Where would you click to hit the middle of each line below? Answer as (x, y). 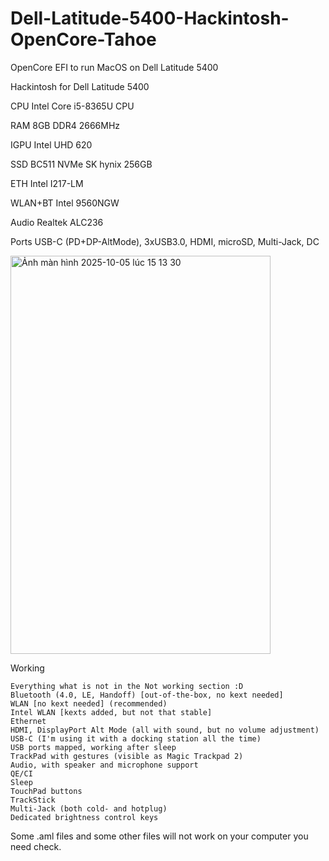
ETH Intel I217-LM (47, 183)
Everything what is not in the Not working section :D (127, 686)
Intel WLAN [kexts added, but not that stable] (111, 712)
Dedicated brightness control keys (84, 817)
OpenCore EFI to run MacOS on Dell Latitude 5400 (114, 67)
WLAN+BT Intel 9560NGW (65, 203)
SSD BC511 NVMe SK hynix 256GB (81, 164)
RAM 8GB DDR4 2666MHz (65, 125)
